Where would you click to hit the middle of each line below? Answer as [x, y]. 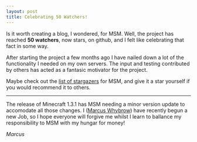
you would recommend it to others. [48, 87]
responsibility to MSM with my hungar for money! [66, 123]
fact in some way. [27, 46]
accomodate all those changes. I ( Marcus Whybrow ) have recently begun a [97, 110]
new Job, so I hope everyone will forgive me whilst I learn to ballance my [94, 116]
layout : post [22, 11]
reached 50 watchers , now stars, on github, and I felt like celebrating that [95, 40]
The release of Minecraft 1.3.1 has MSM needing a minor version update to [96, 104]
